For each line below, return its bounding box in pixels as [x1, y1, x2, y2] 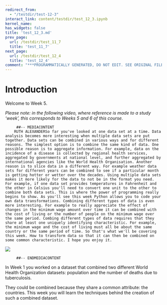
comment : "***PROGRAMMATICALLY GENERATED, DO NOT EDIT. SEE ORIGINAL [5, 62, 153, 67]
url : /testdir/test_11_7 [9, 40, 61, 45]
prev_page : [5, 35, 28, 40]
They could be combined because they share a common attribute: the [5, 285, 148, 291]
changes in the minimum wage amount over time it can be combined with [5, 207, 157, 212]
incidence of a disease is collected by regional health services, [5, 151, 148, 156]
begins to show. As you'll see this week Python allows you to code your [5, 194, 162, 199]
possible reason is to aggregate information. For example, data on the [5, 147, 159, 152]
